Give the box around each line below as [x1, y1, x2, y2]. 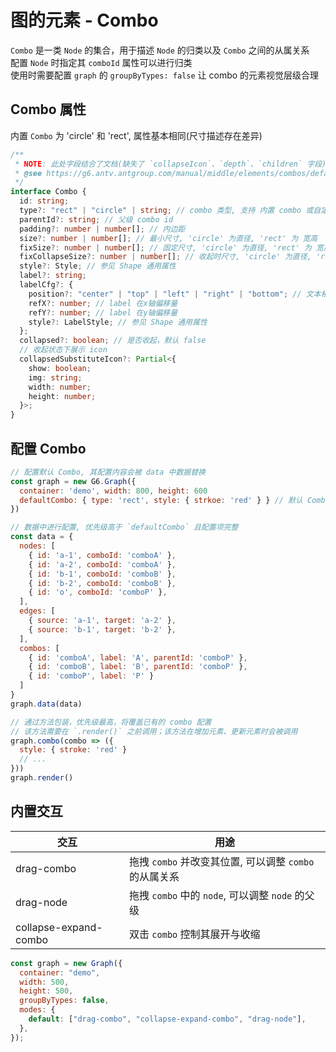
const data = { [10, 532, 74, 542]
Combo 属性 [10, 101, 87, 118]
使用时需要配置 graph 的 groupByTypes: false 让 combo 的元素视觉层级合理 [10, 69, 320, 81]
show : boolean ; [28, 363, 92, 373]
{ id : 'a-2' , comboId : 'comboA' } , [28, 559, 177, 570]
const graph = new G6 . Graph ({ [10, 476, 137, 486]
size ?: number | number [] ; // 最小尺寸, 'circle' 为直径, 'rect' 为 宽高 [19, 233, 318, 243]
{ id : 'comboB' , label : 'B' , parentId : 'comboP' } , [28, 662, 248, 672]
